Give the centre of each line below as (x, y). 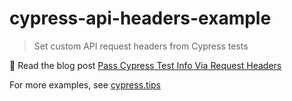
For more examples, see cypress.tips (85, 84)
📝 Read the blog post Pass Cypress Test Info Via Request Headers (145, 65)
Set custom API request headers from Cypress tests (141, 46)
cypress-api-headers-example (140, 18)
